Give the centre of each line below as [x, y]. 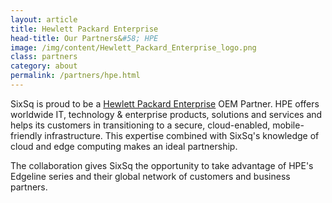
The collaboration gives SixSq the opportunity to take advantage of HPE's [162, 165]
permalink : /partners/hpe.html [75, 76]
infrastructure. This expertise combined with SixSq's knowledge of [182, 135]
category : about [44, 66]
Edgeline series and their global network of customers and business [150, 176]
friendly [26, 135]
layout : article [44, 19]
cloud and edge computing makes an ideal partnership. [124, 146]
